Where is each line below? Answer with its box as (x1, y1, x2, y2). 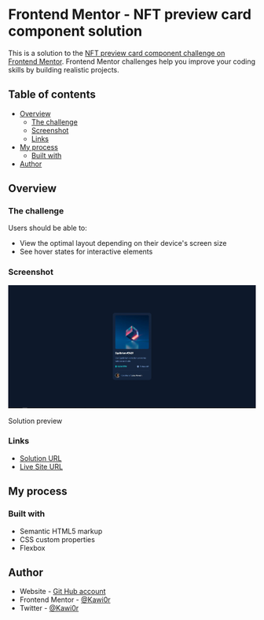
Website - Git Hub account (19, 587, 106, 596)
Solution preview (8, 416, 63, 425)
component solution (8, 22, 143, 40)
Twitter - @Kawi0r (19, 603, 79, 613)
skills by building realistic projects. (8, 65, 119, 74)
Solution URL (19, 453, 62, 462)
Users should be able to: (8, 223, 88, 233)
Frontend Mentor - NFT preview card (8, 6, 251, 24)
